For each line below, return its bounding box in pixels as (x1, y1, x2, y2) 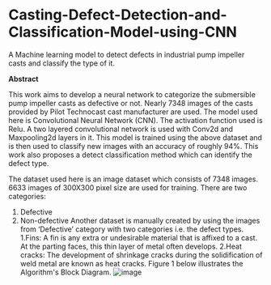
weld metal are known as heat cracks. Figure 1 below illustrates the (19, 258, 243, 268)
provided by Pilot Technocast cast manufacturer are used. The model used (8, 107, 258, 117)
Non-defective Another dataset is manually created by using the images (19, 215, 260, 225)
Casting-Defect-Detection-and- (8, 6, 228, 24)
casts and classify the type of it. (8, 58, 116, 68)
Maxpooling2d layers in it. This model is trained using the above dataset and (8, 132, 263, 142)
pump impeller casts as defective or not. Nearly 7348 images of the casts (8, 98, 253, 108)
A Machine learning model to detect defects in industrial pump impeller (8, 49, 245, 59)
